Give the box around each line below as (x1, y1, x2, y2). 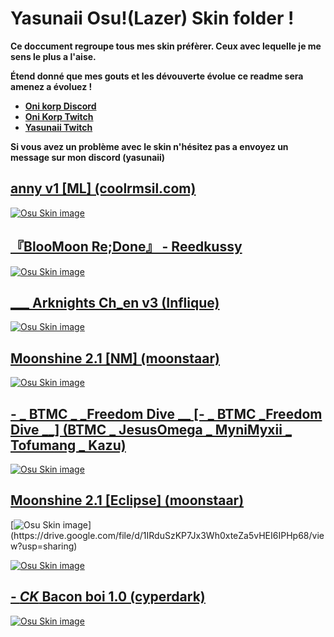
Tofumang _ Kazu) (10, 437, 127, 454)
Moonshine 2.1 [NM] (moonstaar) (10, 350, 220, 367)
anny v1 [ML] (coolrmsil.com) (10, 180, 197, 197)
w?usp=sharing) (10, 540, 78, 552)
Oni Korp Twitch (24, 110, 94, 122)
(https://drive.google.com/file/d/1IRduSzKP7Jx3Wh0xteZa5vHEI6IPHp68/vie (10, 529, 325, 541)
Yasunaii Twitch (24, 121, 93, 133)
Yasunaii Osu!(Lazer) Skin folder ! (10, 7, 295, 30)
